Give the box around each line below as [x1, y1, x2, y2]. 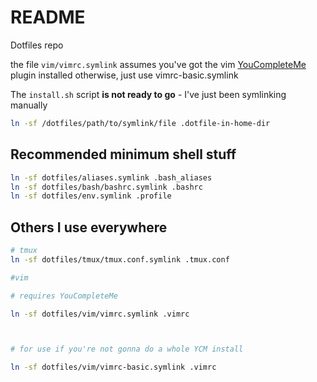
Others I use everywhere [10, 219, 168, 236]
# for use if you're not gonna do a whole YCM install [10, 344, 244, 355]
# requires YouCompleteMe [10, 291, 118, 301]
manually [10, 99, 48, 111]
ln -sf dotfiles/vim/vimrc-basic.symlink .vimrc [10, 362, 217, 373]
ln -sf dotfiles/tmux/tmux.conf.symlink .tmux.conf [10, 254, 230, 265]
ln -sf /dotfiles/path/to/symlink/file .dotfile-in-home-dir [10, 118, 271, 128]
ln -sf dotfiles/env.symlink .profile [10, 191, 172, 201]
